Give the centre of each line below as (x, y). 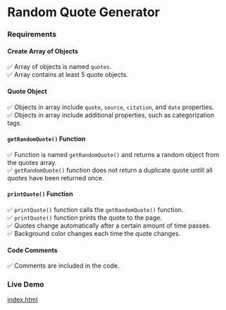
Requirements (32, 35)
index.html (23, 299)
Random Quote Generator (84, 12)
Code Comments (32, 250)
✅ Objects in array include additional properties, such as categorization (111, 115)
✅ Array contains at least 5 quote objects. (68, 75)
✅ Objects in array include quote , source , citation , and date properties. (111, 107)
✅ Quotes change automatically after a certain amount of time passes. (109, 225)
